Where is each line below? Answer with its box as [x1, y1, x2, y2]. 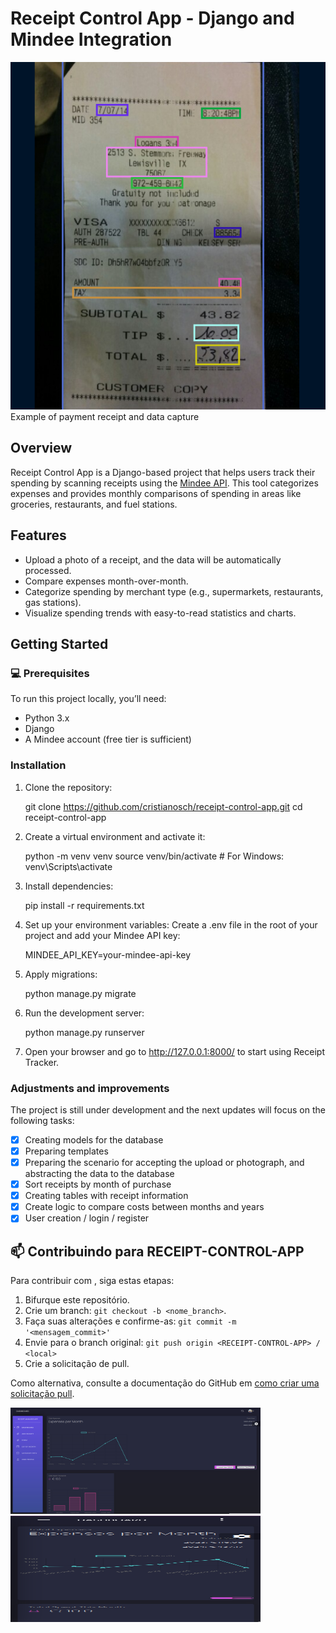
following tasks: [10, 1114, 75, 1126]
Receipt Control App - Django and [10, 7, 295, 30]
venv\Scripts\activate [24, 860, 113, 872]
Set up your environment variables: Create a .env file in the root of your [24, 918, 318, 931]
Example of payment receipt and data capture [10, 410, 200, 422]
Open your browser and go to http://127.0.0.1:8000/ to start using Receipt [24, 1045, 325, 1057]
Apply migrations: [24, 968, 98, 980]
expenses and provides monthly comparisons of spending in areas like [10, 487, 302, 499]
